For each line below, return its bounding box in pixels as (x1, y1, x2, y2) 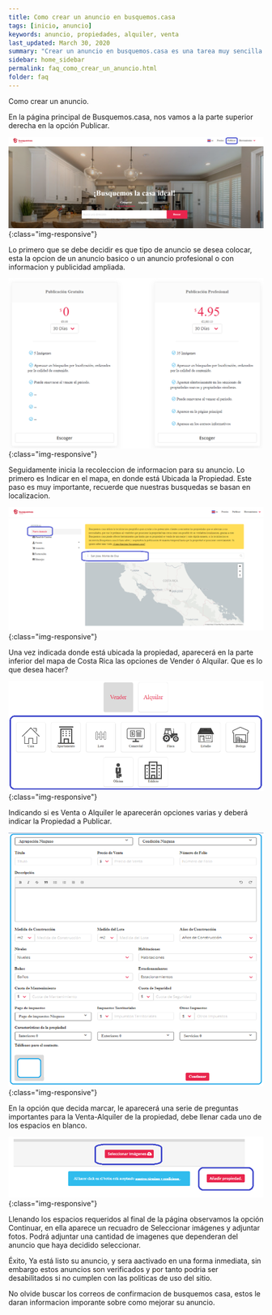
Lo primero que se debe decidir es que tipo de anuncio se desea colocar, (8, 244, 253, 255)
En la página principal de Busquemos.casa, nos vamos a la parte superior (8, 112, 253, 122)
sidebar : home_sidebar (8, 56, 85, 64)
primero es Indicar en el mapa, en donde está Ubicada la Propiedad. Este (8, 474, 253, 483)
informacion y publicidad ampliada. (8, 262, 125, 272)
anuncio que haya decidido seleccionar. (8, 1240, 142, 1250)
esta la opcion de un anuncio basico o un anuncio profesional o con (8, 253, 235, 263)
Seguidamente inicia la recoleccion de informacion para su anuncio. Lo (8, 465, 245, 475)
